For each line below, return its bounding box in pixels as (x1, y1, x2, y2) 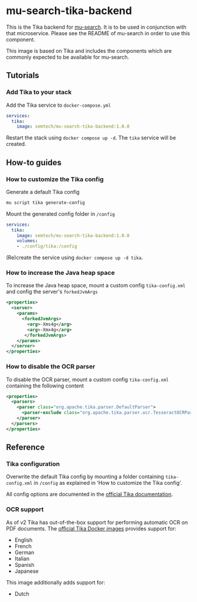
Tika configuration (6, 460, 60, 468)
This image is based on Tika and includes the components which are (6, 47, 172, 54)
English (14, 536, 33, 543)
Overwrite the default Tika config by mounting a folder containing (6, 473, 164, 480)
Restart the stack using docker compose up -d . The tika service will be (6, 134, 176, 141)
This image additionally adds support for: (6, 579, 106, 586)
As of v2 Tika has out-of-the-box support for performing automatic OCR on (6, 519, 188, 526)
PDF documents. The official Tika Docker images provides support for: (6, 525, 177, 532)
